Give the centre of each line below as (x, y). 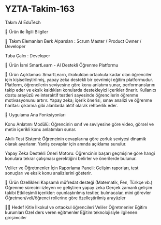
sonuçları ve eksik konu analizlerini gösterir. (49, 173)
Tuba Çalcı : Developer (28, 56)
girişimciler (16, 217)
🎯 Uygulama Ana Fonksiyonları (36, 114)
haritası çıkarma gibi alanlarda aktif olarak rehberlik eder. (62, 105)
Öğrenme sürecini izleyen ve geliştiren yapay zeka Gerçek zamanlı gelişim (79, 187)
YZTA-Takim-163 (40, 9)
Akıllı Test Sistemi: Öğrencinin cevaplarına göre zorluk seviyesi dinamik (76, 139)
